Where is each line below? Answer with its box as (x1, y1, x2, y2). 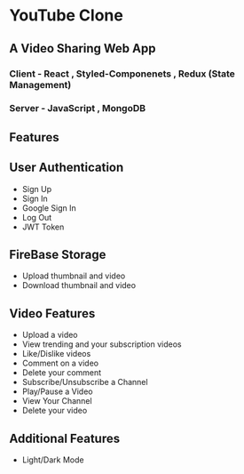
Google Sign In (21, 202, 77, 213)
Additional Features (9, 430, 121, 446)
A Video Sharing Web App (9, 41, 156, 56)
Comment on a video (21, 358, 99, 369)
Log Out (21, 212, 52, 222)
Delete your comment (21, 367, 102, 378)
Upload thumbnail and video (21, 270, 126, 281)
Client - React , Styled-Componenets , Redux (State (9, 68, 235, 80)
